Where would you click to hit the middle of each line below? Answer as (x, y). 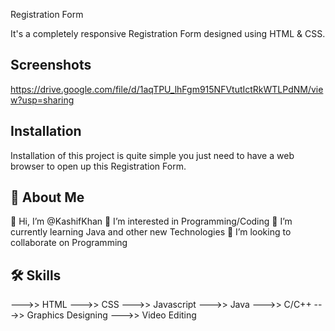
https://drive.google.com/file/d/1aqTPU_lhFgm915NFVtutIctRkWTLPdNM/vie (167, 89)
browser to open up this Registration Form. (98, 166)
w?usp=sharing (42, 100)
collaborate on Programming (69, 243)
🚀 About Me (47, 197)
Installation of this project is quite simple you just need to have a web (152, 155)
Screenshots (51, 65)
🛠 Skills (36, 275)
